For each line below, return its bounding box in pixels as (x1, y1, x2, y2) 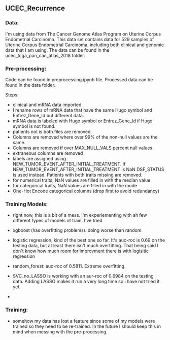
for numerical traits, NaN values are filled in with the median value (12, 177, 151, 183)
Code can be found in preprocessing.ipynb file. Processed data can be (5, 76, 153, 83)
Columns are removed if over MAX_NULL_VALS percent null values (12, 145, 153, 151)
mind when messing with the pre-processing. (12, 328, 108, 334)
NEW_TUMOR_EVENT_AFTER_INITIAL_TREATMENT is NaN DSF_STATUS (12, 166, 164, 172)
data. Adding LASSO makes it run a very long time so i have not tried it (12, 279, 160, 285)
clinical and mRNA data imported (12, 101, 82, 108)
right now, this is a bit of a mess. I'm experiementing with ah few (12, 212, 147, 218)
